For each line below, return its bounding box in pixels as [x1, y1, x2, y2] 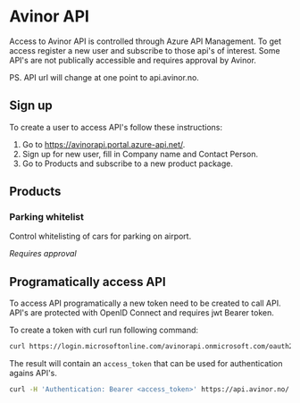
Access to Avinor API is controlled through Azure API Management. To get [9, 36, 282, 46]
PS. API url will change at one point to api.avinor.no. [9, 71, 199, 82]
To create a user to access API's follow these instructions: [9, 122, 223, 132]
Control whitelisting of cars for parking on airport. [9, 231, 192, 242]
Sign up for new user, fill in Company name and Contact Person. [21, 148, 259, 159]
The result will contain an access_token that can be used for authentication [9, 358, 283, 369]
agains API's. [9, 368, 58, 379]
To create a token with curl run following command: [9, 324, 199, 336]
